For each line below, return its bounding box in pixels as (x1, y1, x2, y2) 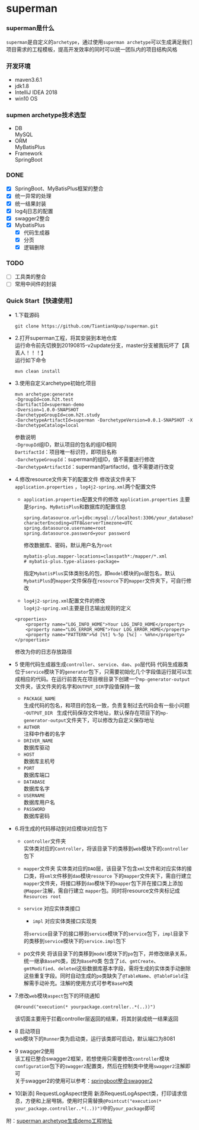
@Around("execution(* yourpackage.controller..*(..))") (14, 1004, 156, 1010)
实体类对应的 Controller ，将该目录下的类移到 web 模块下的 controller (23, 845, 189, 852)
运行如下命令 (14, 356, 46, 363)
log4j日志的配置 (14, 207, 53, 214)
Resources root (23, 893, 61, 900)
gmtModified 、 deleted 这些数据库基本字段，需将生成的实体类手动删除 (23, 964, 191, 972)
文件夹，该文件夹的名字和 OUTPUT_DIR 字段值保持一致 (14, 682, 140, 690)
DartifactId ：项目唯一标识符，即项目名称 (14, 448, 117, 455)
